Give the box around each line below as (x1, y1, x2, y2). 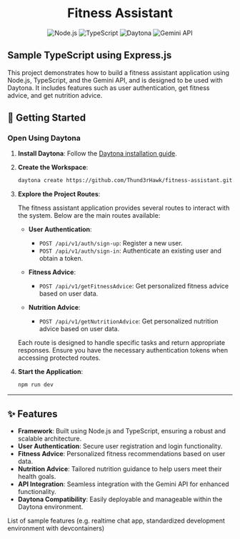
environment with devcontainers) (7, 524, 105, 533)
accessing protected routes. (17, 353, 101, 362)
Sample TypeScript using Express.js (7, 49, 172, 61)
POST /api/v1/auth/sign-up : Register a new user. (39, 239, 184, 248)
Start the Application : (17, 368, 84, 376)
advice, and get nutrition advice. (7, 91, 103, 99)
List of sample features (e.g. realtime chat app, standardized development (7, 516, 225, 525)
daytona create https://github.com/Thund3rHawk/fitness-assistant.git (17, 177, 233, 184)
